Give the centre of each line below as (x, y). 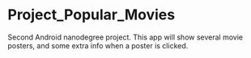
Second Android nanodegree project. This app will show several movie (125, 37)
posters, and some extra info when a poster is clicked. (98, 45)
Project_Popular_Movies (91, 15)
